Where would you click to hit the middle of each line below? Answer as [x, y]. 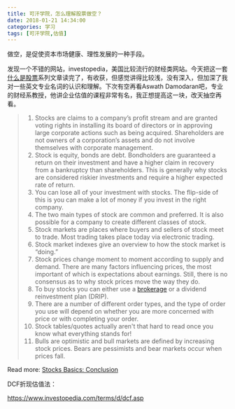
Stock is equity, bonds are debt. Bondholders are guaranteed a [125, 155]
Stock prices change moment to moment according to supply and [129, 259]
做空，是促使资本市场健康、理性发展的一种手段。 [78, 54]
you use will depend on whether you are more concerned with [124, 312]
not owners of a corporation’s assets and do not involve [115, 140]
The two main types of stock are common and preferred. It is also [129, 215]
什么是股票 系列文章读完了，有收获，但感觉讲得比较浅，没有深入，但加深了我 [117, 78]
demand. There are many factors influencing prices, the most [123, 267]
